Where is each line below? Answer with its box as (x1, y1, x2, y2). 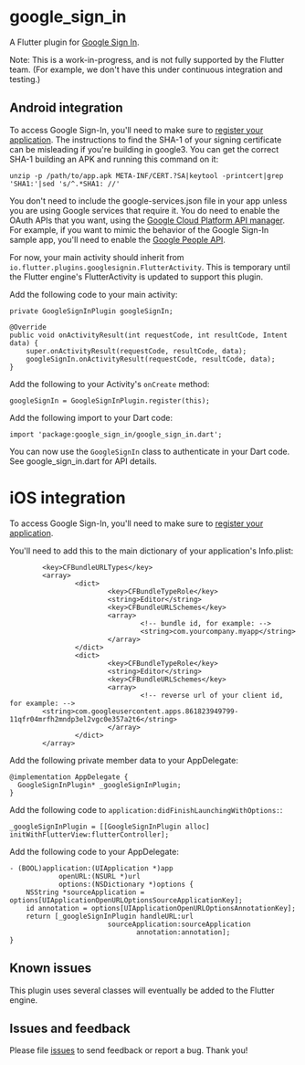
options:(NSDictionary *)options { (58, 880, 195, 889)
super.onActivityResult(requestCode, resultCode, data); (26, 346, 247, 355)
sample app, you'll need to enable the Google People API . (9, 234, 226, 245)
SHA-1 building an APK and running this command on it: (9, 153, 219, 164)
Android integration (9, 100, 123, 116)
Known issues (9, 961, 92, 976)
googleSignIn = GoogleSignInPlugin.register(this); (9, 395, 210, 406)
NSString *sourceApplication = (26, 888, 145, 897)
